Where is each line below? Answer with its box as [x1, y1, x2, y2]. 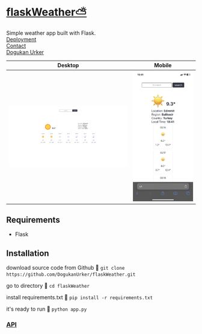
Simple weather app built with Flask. [6, 29, 96, 37]
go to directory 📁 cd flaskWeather [6, 282, 90, 290]
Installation [6, 248, 49, 258]
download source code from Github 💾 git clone [6, 264, 125, 272]
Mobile [154, 62, 172, 69]
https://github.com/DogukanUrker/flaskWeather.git [6, 272, 136, 278]
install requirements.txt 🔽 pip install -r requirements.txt [6, 294, 153, 301]
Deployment [6, 35, 37, 43]
